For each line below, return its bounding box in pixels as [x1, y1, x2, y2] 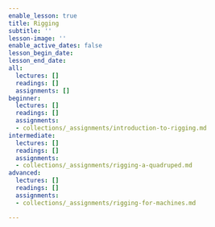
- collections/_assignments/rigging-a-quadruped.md [15, 162, 193, 170]
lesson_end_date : [8, 57, 67, 65]
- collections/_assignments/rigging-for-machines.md [15, 199, 196, 207]
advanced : [8, 169, 42, 177]
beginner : [8, 94, 42, 102]
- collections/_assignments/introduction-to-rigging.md [15, 124, 207, 132]
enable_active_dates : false [8, 42, 103, 50]
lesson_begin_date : [8, 49, 74, 57]
